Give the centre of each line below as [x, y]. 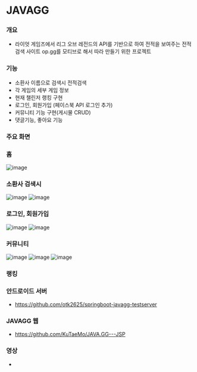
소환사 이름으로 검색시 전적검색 [51, 82]
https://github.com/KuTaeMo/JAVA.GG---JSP [70, 335]
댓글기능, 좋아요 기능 [39, 120]
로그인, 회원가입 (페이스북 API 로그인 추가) [64, 105]
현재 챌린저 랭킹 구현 [39, 97]
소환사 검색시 [24, 184]
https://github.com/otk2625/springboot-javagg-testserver [86, 305]
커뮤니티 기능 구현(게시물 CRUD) [53, 112]
